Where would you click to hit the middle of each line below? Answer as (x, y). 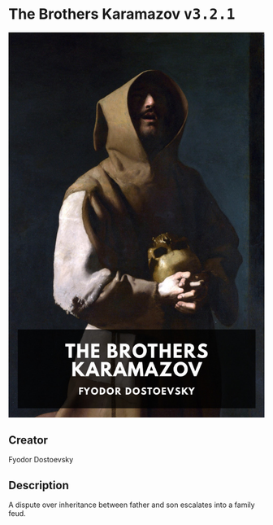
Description (39, 485)
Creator (28, 440)
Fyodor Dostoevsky (41, 460)
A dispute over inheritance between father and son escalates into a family (132, 505)
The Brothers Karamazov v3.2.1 (122, 14)
